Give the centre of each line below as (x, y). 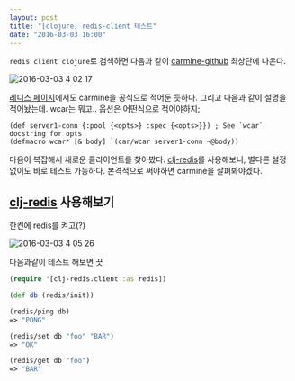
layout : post (34, 18)
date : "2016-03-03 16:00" (58, 34)
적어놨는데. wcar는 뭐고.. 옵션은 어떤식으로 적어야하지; (105, 109)
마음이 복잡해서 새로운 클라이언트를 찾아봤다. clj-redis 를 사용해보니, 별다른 (139, 159)
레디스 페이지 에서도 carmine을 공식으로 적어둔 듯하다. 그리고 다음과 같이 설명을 (148, 98)
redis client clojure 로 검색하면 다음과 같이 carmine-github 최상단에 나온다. (147, 61)
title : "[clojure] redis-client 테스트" (83, 26)
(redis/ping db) (40, 312)
